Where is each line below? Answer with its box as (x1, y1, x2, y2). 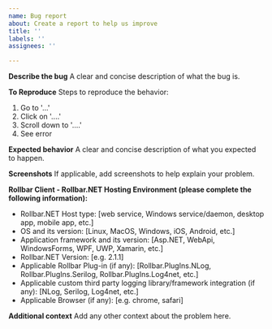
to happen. (8, 154, 45, 163)
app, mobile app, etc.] (19, 218, 94, 227)
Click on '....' (19, 111, 62, 122)
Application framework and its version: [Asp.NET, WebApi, (19, 235, 215, 245)
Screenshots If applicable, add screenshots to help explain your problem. (8, 169, 255, 179)
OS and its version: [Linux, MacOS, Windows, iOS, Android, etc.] (19, 227, 235, 236)
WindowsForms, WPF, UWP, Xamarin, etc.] (19, 244, 164, 253)
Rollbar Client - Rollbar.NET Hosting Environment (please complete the (8, 184, 252, 195)
